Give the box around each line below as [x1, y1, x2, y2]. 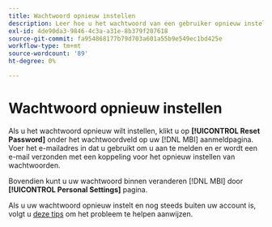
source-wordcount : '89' [8, 49, 89, 58]
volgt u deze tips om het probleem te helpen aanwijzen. [8, 208, 193, 219]
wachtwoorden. [8, 160, 61, 170]
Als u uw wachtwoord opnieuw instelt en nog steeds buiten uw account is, [8, 200, 257, 210]
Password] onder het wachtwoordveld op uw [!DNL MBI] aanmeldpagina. [8, 135, 253, 144]
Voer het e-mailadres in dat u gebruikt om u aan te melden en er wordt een [8, 143, 257, 152]
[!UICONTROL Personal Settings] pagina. [8, 184, 148, 195]
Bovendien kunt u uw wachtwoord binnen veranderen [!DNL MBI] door [8, 176, 244, 186]
